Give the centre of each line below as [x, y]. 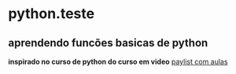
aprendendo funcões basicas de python [108, 43]
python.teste [52, 14]
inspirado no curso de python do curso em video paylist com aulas [118, 61]
